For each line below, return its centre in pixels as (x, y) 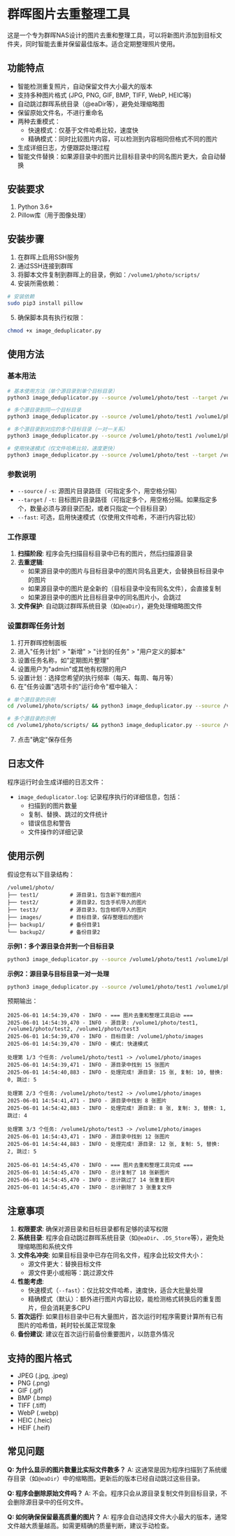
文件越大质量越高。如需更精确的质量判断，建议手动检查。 (90, 1525)
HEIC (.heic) (35, 1420)
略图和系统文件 (51, 1247)
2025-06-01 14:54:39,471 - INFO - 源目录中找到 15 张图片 (88, 1065)
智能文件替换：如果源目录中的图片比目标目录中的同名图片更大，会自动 (119, 156)
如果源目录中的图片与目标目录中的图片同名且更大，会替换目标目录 (123, 571)
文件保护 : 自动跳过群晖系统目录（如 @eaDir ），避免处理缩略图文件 (110, 606)
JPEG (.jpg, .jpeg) (43, 1376)
